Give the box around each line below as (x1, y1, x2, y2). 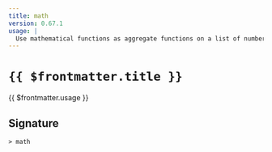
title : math (8, 11, 49, 20)
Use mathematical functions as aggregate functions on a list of (15, 34, 241, 43)
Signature (8, 116, 59, 130)
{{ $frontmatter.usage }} (8, 93, 89, 103)
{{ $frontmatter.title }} (8, 70, 183, 85)
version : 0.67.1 (8, 19, 63, 27)
